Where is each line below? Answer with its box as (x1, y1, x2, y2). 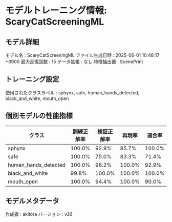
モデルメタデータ (5, 197, 59, 206)
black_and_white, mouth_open (5, 95, 69, 102)
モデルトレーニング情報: (5, 5, 107, 16)
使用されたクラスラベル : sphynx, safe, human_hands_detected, (5, 89, 140, 95)
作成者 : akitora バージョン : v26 (5, 211, 73, 217)
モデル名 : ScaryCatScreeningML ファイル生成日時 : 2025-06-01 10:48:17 (5, 52, 160, 58)
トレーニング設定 (5, 75, 59, 84)
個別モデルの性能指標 (5, 111, 73, 120)
